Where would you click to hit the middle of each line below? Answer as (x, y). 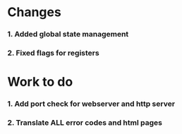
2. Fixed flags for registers (54, 53)
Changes (34, 12)
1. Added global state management (68, 34)
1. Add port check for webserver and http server (91, 104)
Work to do (40, 82)
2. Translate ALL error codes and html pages (85, 123)
